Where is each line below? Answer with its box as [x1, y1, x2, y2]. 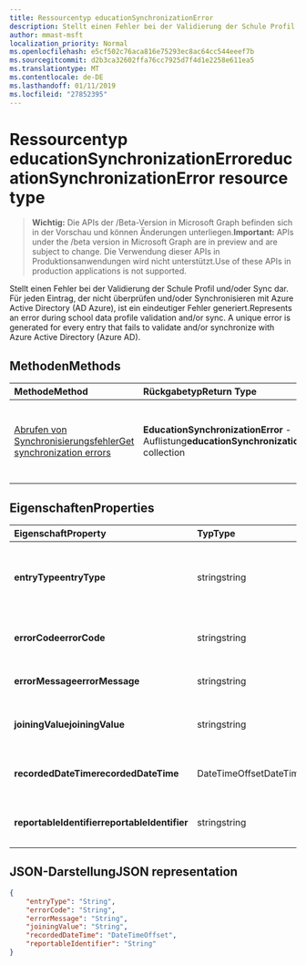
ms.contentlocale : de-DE [9, 73, 104, 82]
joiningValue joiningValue [14, 718, 125, 731]
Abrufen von [14, 423, 67, 436]
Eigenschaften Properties [9, 500, 155, 515]
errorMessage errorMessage [14, 675, 140, 688]
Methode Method [14, 385, 88, 398]
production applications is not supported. [31, 265, 187, 276]
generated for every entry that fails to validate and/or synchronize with [9, 322, 275, 333]
